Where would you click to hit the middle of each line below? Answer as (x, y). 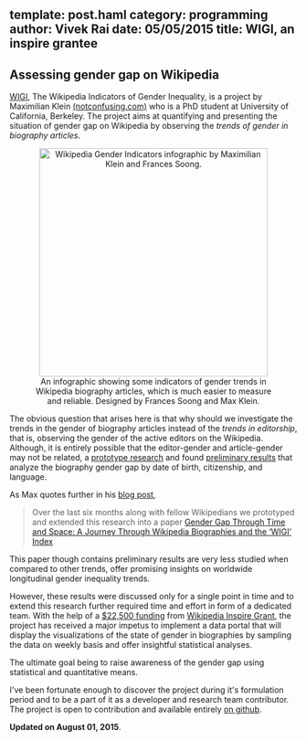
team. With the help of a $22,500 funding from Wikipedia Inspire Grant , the (151, 616)
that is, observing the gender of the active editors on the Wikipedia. (136, 439)
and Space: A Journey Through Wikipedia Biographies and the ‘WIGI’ (162, 532)
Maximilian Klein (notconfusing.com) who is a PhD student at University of (149, 106)
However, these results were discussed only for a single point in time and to (152, 597)
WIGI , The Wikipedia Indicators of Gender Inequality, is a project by (136, 97)
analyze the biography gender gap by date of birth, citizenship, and (136, 467)
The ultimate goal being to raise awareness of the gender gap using (137, 662)
